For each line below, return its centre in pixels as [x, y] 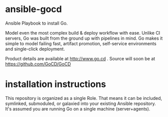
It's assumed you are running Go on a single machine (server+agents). [78, 108]
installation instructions [56, 84]
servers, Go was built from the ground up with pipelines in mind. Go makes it [84, 38]
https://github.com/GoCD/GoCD [38, 64]
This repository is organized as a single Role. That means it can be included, [84, 98]
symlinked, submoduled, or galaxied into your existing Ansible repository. [80, 103]
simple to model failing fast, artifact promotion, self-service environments [81, 43]
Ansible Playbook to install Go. [36, 23]
